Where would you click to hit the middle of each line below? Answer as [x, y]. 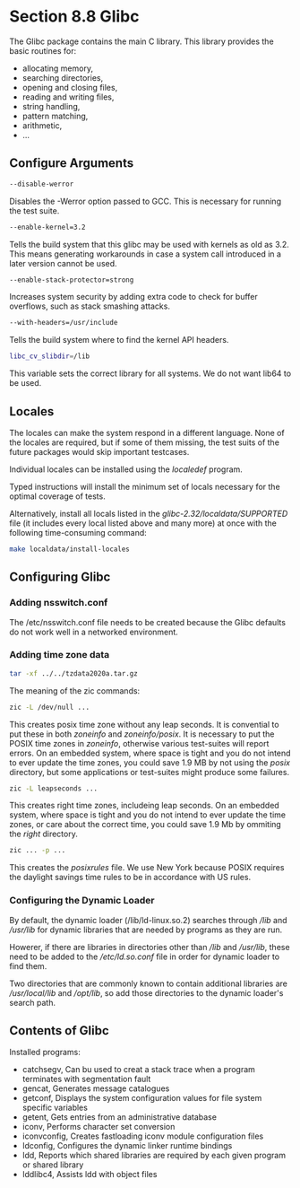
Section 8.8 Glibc [74, 17]
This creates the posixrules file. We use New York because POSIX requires [147, 868]
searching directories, [63, 77]
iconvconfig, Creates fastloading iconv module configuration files [143, 1136]
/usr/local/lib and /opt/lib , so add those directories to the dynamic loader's [146, 992]
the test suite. [34, 210]
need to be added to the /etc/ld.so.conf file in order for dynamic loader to [145, 957]
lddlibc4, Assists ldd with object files [90, 1175]
